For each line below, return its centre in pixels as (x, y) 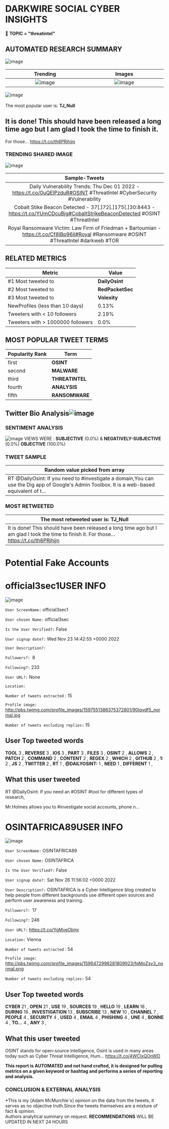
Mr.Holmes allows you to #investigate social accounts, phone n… (72, 806)
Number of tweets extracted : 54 (39, 949)
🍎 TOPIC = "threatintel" (30, 33)
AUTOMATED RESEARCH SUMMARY (64, 49)
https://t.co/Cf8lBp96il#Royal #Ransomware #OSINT (84, 234)
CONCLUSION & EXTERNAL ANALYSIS (53, 1089)
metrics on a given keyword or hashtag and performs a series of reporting (84, 1071)
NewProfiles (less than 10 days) (46, 305)
